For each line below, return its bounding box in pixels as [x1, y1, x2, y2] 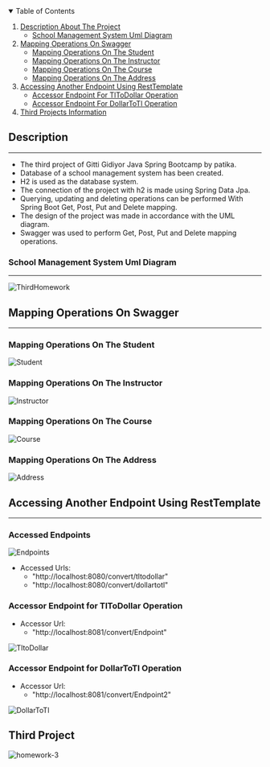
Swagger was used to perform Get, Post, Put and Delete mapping [19, 228, 237, 237]
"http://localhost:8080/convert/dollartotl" [31, 580, 169, 590]
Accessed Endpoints [8, 529, 91, 540]
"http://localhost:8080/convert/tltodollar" [31, 571, 169, 581]
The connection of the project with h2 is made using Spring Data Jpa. [19, 185, 251, 195]
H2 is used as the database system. [19, 176, 139, 186]
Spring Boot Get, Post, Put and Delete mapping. [19, 202, 178, 212]
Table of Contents [15, 6, 75, 15]
